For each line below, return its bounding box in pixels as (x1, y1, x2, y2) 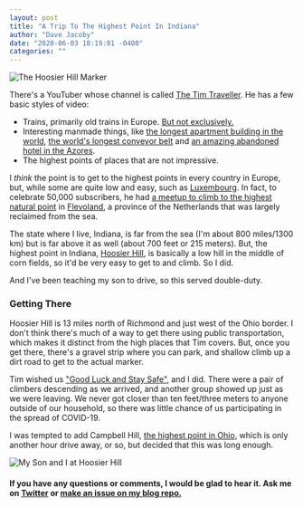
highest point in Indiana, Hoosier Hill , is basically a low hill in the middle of (9, 248, 285, 259)
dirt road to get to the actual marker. (9, 357, 145, 368)
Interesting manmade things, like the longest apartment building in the (22, 126, 284, 137)
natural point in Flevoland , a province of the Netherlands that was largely (9, 201, 280, 213)
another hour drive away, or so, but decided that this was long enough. (9, 440, 274, 451)
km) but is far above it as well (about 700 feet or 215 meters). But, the (9, 238, 269, 249)
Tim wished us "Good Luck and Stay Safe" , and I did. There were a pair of (9, 374, 284, 385)
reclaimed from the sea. (9, 211, 99, 222)
